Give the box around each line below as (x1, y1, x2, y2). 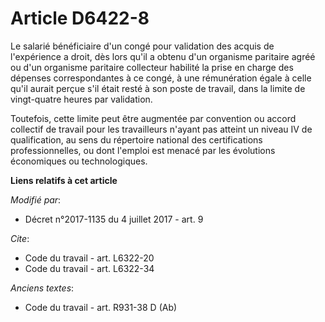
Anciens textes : (10, 282, 75, 294)
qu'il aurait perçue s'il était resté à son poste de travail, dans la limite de (10, 82, 306, 94)
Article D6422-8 (10, 7, 150, 30)
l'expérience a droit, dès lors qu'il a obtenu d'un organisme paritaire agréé (10, 50, 316, 62)
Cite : (10, 232, 30, 244)
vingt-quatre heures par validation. (10, 93, 153, 105)
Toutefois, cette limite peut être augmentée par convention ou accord (10, 112, 297, 124)
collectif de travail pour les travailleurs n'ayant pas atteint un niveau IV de (10, 123, 313, 135)
